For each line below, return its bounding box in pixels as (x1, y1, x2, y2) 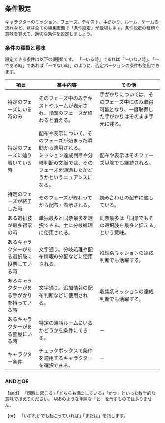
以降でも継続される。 (104, 159, 154, 166)
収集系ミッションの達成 (99, 288, 154, 295)
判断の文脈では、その (43, 159, 93, 166)
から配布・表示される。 (38, 202, 93, 209)
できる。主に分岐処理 (43, 222, 93, 229)
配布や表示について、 (38, 130, 88, 137)
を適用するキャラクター (38, 355, 93, 362)
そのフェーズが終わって (38, 195, 93, 201)
